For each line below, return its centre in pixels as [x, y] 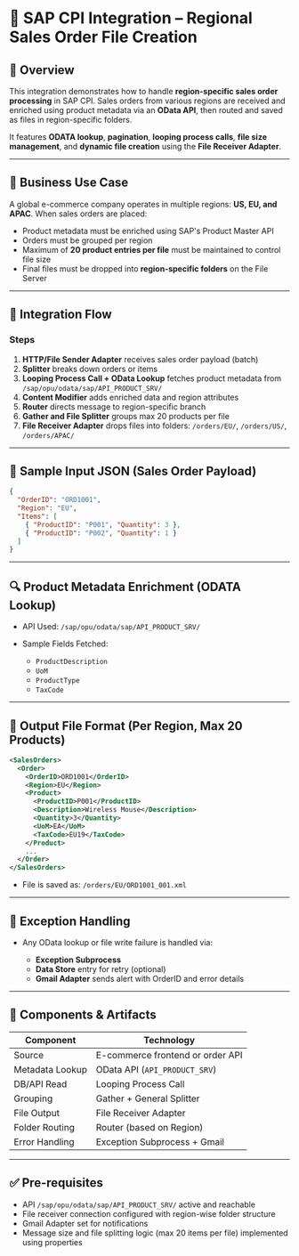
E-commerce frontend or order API [169, 1055]
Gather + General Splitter [148, 1098]
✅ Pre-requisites [57, 1183]
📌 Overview [42, 70]
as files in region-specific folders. [71, 120]
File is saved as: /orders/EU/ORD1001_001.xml [104, 885]
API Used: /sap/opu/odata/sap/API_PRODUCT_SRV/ [111, 627]
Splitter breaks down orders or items [90, 369]
